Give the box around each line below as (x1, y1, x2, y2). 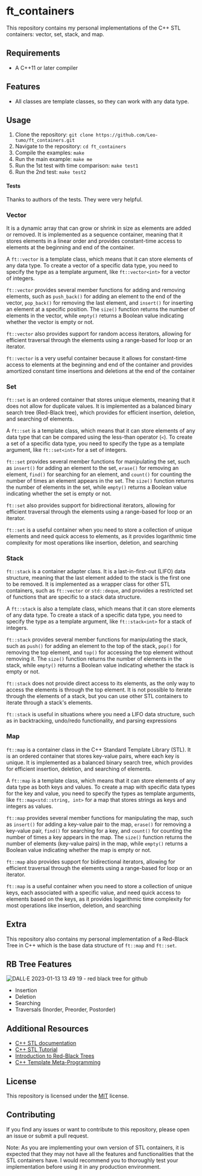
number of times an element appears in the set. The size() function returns (6, 477, 194, 485)
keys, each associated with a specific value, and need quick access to (6, 889, 181, 896)
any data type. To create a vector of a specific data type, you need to (6, 261, 178, 269)
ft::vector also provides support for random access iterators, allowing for (6, 330, 191, 337)
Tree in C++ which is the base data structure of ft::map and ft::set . (6, 941, 177, 949)
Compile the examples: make (14, 149, 84, 156)
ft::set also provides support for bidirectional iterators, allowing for (6, 502, 176, 509)
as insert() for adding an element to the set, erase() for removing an (6, 465, 179, 472)
